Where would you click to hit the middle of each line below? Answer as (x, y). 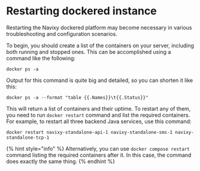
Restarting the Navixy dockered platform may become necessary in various (99, 28)
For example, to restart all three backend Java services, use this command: (99, 121)
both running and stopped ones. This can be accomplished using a (89, 51)
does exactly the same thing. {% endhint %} (61, 161)
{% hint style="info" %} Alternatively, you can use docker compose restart (98, 148)
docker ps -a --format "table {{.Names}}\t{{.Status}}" (77, 97)
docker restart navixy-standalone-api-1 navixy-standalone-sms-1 (89, 132)
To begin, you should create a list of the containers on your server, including (100, 45)
